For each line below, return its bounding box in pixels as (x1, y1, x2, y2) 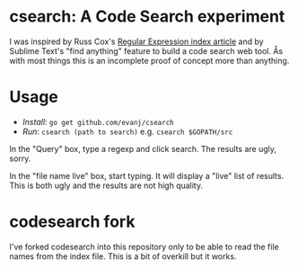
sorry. (9, 153, 31, 164)
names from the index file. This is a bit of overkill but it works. (9, 250, 237, 262)
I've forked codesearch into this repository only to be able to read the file (9, 241, 280, 252)
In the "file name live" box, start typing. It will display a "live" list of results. (9, 170, 285, 181)
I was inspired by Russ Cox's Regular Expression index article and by (9, 36, 264, 47)
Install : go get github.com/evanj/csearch (22, 116, 174, 127)
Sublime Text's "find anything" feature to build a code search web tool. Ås (9, 45, 284, 56)
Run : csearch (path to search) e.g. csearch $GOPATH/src (22, 126, 233, 137)
